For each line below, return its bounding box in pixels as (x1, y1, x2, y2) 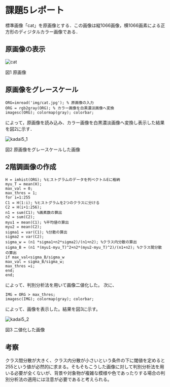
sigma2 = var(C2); (5, 234, 44, 240)
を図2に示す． (5, 126, 35, 132)
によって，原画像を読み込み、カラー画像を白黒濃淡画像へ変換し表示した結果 (5, 120, 165, 126)
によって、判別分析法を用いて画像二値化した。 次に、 (5, 282, 117, 288)
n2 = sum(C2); (5, 215, 36, 220)
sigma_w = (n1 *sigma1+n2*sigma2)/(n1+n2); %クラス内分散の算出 (5, 240, 137, 245)
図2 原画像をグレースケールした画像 (5, 146, 80, 152)
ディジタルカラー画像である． (18, 28, 81, 34)
